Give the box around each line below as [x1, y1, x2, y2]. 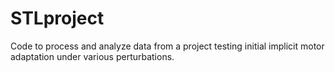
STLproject [10, 7, 105, 30]
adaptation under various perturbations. [10, 50, 175, 62]
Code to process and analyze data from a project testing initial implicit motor [10, 40, 325, 52]
